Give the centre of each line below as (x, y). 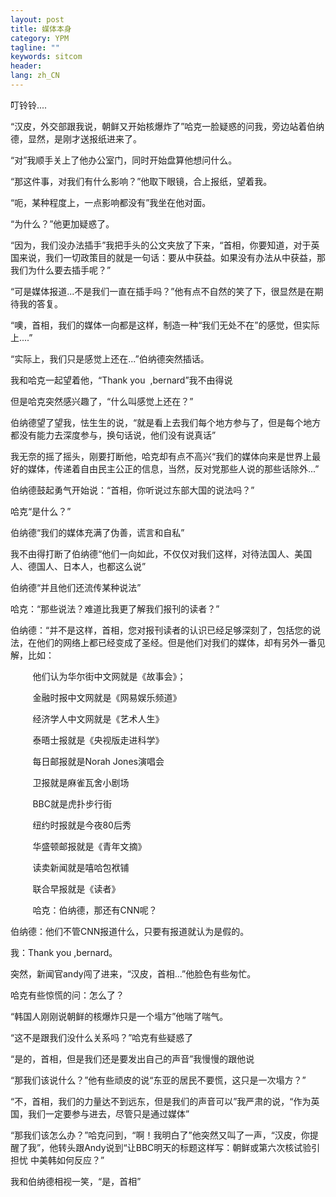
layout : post (37, 19)
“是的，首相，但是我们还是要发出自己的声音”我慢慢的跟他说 (132, 1058)
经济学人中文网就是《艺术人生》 (98, 718)
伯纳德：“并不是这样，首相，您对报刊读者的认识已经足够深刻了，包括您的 (161, 630)
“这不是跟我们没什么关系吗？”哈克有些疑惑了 (102, 1037)
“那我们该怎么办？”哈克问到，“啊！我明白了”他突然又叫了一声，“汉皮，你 (160, 1135)
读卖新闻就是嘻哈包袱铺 (81, 867)
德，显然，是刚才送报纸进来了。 (76, 138)
